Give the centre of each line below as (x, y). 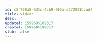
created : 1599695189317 (29, 28)
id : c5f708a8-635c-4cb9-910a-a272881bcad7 (49, 9)
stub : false (17, 32)
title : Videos (19, 14)
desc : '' (14, 18)
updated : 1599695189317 (29, 23)
